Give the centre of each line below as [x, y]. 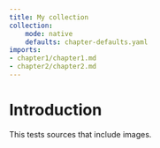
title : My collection [49, 17]
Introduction [56, 110]
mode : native [49, 33]
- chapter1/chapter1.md [53, 58]
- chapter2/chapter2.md [53, 67]
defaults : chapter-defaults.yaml [87, 42]
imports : [25, 50]
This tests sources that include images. [80, 134]
